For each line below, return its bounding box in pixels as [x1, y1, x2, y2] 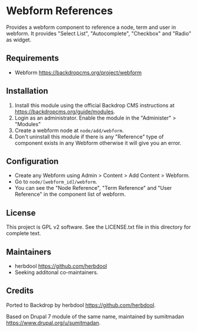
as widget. [6, 36, 31, 43]
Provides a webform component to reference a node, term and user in [6, 24, 176, 31]
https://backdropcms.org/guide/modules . [14, 108, 116, 115]
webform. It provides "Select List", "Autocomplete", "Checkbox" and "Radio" [6, 29, 192, 37]
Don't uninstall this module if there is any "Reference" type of [14, 133, 164, 140]
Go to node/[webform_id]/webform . [14, 178, 97, 185]
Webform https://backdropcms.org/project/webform [14, 69, 142, 76]
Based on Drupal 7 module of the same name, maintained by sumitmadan [6, 313, 185, 320]
